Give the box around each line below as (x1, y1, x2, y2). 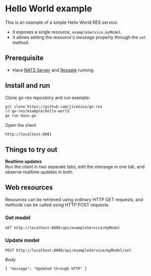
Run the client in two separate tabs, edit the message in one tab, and (5, 164, 145, 169)
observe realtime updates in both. (5, 169, 74, 175)
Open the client (5, 122, 37, 128)
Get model (5, 214, 31, 221)
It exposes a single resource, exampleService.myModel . (12, 29, 122, 35)
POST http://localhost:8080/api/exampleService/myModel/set (5, 248, 132, 253)
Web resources (5, 183, 53, 192)
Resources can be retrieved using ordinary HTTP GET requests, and (5, 196, 144, 202)
